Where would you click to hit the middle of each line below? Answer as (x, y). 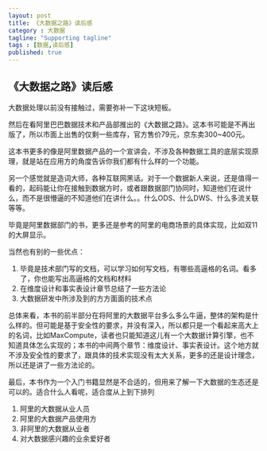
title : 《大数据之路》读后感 (50, 23)
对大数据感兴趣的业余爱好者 (65, 438)
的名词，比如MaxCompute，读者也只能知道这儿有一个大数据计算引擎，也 (128, 335)
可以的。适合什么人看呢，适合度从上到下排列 (81, 391)
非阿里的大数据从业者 (54, 428)
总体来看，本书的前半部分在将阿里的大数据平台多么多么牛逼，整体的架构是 (130, 315)
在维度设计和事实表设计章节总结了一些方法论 (93, 288)
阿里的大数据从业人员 (54, 408)
